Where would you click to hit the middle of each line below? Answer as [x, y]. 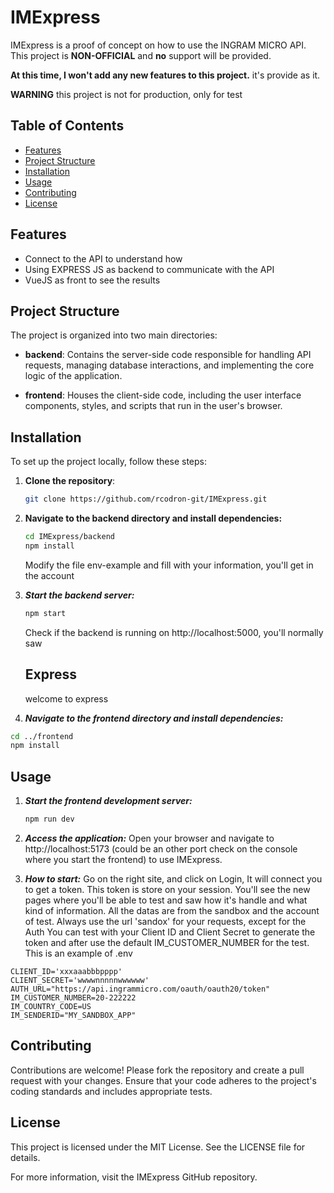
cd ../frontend [42, 736]
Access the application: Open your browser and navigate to [149, 838]
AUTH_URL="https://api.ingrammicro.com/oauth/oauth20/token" [140, 989]
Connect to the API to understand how [103, 258]
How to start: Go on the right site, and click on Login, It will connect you [173, 878]
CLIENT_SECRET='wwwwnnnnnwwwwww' [80, 980]
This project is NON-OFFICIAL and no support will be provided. [141, 55]
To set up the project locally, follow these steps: [109, 462]
